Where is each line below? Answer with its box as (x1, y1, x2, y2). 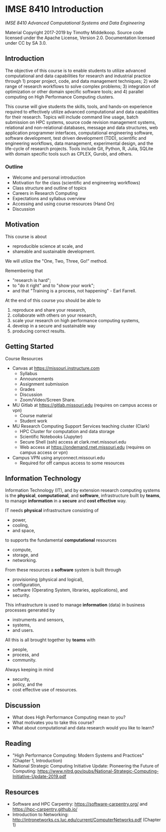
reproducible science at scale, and (12, 243, 83, 249)
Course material (19, 412, 53, 418)
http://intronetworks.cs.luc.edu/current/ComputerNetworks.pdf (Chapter (12, 817, 161, 823)
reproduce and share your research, (12, 307, 86, 313)
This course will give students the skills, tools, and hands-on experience (5, 103, 153, 110)
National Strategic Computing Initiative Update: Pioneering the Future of (12, 763, 160, 769)
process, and (12, 652, 40, 658)
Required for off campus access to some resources (19, 460, 125, 466)
